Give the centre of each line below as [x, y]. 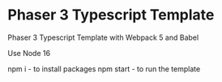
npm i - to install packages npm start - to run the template [104, 69]
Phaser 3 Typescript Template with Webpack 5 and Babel [103, 37]
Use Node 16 [29, 53]
